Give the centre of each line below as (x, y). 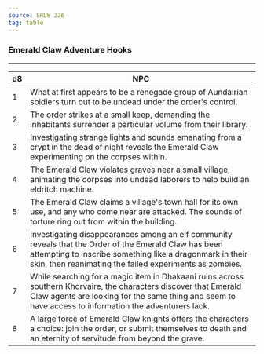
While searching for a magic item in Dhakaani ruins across (137, 276)
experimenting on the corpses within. (99, 156)
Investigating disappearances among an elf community (132, 234)
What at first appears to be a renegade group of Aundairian (139, 92)
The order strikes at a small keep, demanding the (120, 115)
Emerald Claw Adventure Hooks (70, 50)
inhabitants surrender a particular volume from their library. (139, 124)
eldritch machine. (62, 189)
